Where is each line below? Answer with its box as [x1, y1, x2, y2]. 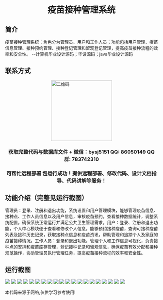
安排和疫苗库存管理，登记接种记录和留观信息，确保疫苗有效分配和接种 [17, 244, 158, 250]
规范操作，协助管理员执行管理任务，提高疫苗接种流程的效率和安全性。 [5, 250, 146, 256]
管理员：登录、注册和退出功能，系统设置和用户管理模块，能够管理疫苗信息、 [5, 207, 158, 214]
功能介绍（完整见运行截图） [5, 194, 88, 202]
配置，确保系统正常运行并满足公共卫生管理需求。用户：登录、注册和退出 [9, 219, 154, 226]
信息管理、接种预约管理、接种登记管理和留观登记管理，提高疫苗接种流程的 [5, 45, 154, 51]
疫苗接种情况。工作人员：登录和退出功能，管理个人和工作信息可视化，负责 [5, 238, 154, 244]
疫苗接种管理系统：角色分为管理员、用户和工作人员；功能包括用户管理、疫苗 [5, 39, 158, 45]
